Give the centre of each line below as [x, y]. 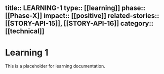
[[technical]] [25, 31]
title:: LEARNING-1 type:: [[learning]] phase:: [75, 8]
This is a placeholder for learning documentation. [55, 66]
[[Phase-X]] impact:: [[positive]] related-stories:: [82, 16]
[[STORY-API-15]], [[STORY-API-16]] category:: [79, 23]
